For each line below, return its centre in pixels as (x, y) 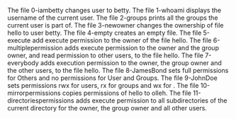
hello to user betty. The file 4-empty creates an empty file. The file (105, 33)
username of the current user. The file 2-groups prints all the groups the (113, 18)
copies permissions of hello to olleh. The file (127, 93)
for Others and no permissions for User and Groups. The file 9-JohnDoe (112, 78)
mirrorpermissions (34, 93)
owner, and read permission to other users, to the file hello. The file (106, 55)
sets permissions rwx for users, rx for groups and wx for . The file (103, 85)
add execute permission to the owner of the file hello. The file (122, 40)
